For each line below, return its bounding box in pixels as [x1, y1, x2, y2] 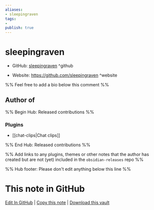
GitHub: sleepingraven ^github [12, 63, 73, 69]
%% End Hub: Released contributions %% [5, 142, 90, 148]
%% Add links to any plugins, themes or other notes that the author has [5, 152, 149, 157]
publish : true [5, 26, 34, 30]
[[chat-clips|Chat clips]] [12, 132, 60, 138]
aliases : [5, 7, 23, 12]
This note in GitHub [5, 184, 85, 194]
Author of [5, 96, 35, 105]
